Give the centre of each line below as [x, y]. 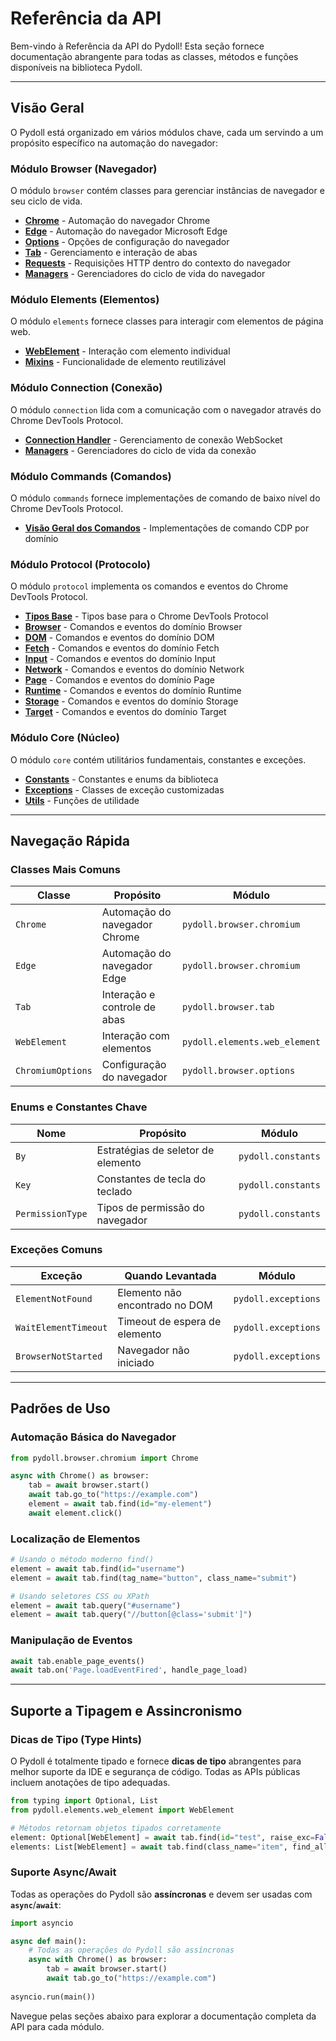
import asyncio [42, 1923]
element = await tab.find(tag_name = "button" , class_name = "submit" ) [154, 1578]
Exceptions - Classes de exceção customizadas [124, 789]
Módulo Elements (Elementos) [85, 299]
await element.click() [75, 1513]
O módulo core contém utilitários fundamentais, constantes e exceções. [158, 759]
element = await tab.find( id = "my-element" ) [120, 1504]
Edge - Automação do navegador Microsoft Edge [126, 231]
